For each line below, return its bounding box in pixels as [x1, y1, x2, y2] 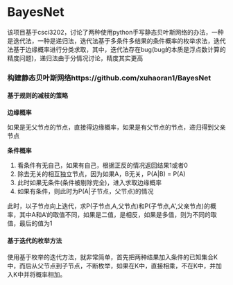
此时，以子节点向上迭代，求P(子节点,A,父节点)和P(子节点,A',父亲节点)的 [7, 202, 210, 210]
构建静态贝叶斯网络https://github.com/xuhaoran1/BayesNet [7, 73, 212, 83]
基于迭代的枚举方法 [7, 236, 62, 245]
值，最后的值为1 [7, 219, 53, 227]
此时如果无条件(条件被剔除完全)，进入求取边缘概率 [17, 178, 162, 187]
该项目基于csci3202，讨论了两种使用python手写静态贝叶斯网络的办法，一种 [7, 28, 224, 36]
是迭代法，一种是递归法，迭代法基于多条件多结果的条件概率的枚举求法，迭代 [7, 36, 226, 45]
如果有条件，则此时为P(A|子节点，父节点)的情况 [17, 187, 154, 196]
